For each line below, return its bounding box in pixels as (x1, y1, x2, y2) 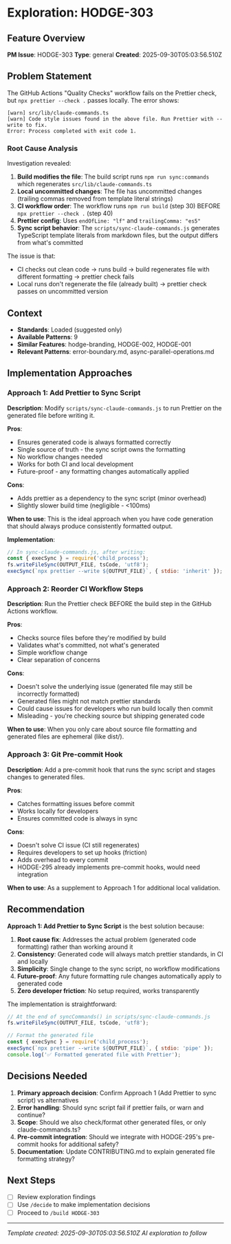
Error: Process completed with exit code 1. (7, 128, 137, 134)
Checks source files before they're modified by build (16, 634, 166, 642)
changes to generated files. (7, 772, 85, 781)
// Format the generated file (7, 1032, 94, 1039)
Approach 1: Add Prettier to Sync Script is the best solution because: (7, 922, 205, 930)
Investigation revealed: (7, 159, 71, 168)
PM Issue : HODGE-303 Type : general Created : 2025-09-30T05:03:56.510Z (7, 50, 222, 59)
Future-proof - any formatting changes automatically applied (16, 467, 189, 475)
